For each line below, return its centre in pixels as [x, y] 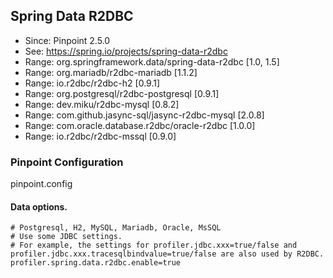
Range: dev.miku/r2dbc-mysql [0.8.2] [102, 104]
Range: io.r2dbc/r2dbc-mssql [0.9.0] [100, 136]
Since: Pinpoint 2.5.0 [67, 40]
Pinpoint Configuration [67, 162]
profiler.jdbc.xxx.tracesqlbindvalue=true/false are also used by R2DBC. [167, 254]
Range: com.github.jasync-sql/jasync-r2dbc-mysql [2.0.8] [144, 115]
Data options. [39, 206]
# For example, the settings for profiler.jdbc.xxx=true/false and [154, 245]
